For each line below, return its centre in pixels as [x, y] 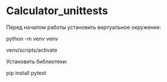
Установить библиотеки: [37, 61]
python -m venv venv [32, 38]
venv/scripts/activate [32, 50]
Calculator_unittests [57, 11]
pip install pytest [26, 73]
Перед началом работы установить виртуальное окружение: [84, 27]
